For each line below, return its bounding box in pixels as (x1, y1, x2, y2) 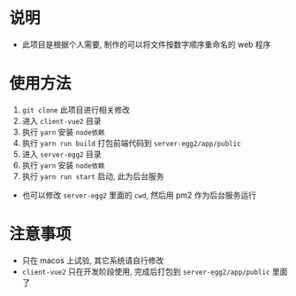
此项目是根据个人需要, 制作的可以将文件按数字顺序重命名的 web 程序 (21, 39, 271, 50)
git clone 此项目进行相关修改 (21, 104, 131, 115)
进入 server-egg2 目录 (21, 148, 102, 160)
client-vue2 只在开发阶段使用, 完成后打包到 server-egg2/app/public (21, 266, 270, 277)
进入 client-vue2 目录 (21, 115, 102, 126)
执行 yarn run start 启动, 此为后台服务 (21, 170, 164, 182)
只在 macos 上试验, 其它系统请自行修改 (21, 254, 164, 266)
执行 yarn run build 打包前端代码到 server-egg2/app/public (21, 137, 241, 148)
